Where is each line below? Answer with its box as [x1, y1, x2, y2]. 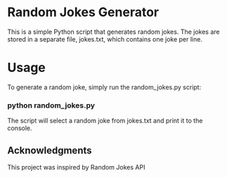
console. [7, 124, 33, 132]
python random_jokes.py [7, 100, 96, 110]
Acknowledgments [7, 144, 93, 156]
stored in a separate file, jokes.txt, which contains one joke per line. [7, 34, 202, 43]
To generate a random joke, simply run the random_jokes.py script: [7, 82, 202, 91]
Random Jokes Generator [7, 4, 160, 20]
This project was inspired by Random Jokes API [7, 163, 145, 171]
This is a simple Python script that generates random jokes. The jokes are [7, 27, 220, 36]
